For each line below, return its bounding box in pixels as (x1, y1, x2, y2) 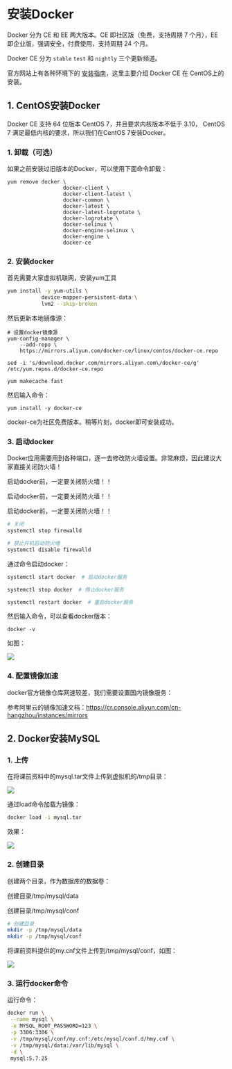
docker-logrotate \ (62, 215, 119, 222)
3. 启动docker (7, 436, 54, 446)
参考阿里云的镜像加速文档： (7, 703, 87, 711)
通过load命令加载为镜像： (7, 800, 81, 808)
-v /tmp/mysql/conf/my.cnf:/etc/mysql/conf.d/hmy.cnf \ (10, 1035, 175, 1043)
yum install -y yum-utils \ (7, 288, 89, 295)
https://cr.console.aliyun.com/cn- (86, 703, 181, 711)
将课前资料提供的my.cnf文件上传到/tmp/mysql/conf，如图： (7, 947, 178, 955)
